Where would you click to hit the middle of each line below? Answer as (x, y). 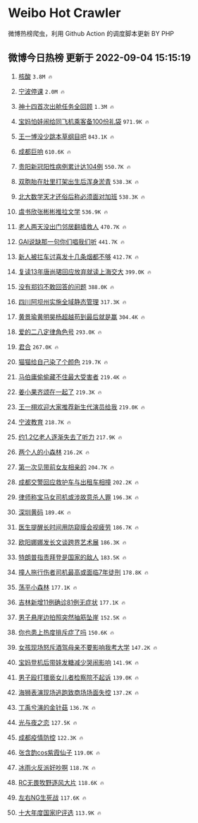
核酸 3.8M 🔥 (35, 76)
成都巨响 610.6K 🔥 (44, 151)
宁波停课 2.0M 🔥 (42, 91)
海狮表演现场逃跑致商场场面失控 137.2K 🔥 (79, 692)
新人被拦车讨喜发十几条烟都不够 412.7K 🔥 (79, 257)
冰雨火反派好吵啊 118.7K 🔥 (57, 767)
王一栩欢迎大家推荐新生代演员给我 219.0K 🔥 (81, 407)
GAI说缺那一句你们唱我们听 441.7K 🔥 (72, 241)
